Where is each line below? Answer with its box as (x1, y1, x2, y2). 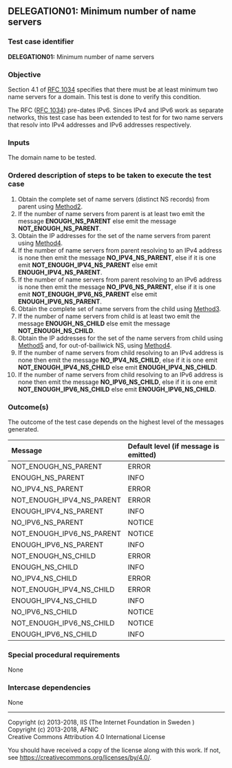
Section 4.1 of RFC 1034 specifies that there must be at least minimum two (8, 85, 219, 94)
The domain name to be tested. (8, 153, 97, 162)
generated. (8, 425, 39, 433)
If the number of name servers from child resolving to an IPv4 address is (17, 348, 224, 356)
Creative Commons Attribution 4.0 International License (8, 733, 166, 741)
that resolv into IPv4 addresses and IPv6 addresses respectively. (8, 120, 192, 129)
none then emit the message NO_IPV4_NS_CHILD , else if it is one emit (17, 356, 218, 364)
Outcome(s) (8, 402, 49, 412)
